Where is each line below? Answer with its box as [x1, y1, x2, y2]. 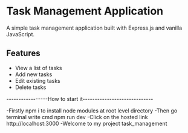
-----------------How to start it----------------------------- [6, 95, 154, 102]
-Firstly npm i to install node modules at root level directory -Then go [6, 107, 178, 114]
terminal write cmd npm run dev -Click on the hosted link [6, 113, 148, 120]
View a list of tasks [15, 64, 62, 71]
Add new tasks [15, 71, 53, 78]
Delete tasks [15, 83, 47, 91]
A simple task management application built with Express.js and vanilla [6, 24, 183, 31]
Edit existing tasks [15, 77, 60, 84]
